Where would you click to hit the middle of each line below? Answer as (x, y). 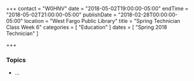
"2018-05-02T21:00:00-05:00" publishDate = (61, 15)
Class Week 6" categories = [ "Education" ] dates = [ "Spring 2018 (87, 27)
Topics (16, 60)
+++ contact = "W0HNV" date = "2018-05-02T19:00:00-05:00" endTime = (97, 9)
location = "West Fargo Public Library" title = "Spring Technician (103, 21)
